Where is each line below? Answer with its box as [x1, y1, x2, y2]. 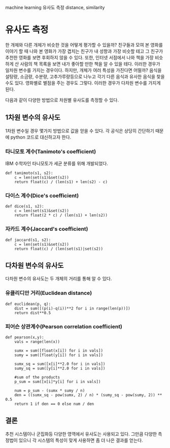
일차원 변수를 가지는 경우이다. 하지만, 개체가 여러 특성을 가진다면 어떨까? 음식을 [5, 67, 162, 73]
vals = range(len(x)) [14, 339, 60, 344]
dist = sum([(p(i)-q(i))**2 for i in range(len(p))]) [14, 306, 130, 311]
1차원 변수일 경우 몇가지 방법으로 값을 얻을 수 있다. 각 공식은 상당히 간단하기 [5, 127, 155, 133]
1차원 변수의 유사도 [5, 113, 61, 122]
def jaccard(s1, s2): [5, 237, 51, 243]
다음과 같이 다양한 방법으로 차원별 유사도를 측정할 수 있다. [5, 97, 119, 103]
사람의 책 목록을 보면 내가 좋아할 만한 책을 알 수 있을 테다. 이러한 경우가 [20, 60, 161, 67]
